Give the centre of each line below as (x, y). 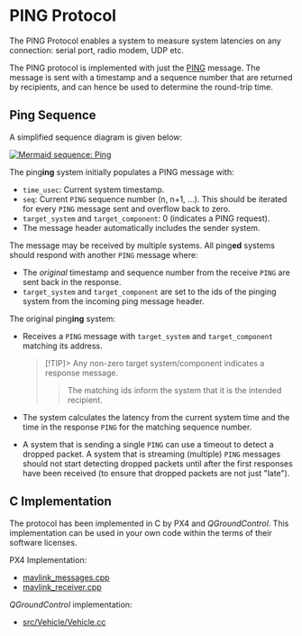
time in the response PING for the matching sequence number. (137, 427)
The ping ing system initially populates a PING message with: (122, 171)
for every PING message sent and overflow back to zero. (127, 208)
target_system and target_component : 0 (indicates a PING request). (146, 218)
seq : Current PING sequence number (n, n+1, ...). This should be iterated (155, 198)
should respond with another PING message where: (104, 254)
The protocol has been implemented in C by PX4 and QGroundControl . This (149, 523)
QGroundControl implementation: (71, 604)
